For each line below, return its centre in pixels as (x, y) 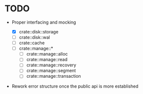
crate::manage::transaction (54, 76)
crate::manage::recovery (51, 65)
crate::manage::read (47, 60)
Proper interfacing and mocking (44, 22)
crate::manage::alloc (47, 54)
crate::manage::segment (51, 71)
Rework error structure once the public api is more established (75, 86)
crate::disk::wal (34, 37)
